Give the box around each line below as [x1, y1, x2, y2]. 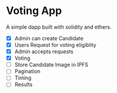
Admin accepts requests [14, 48, 74, 55]
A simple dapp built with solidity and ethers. [6, 23, 112, 30]
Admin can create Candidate [14, 35, 84, 42]
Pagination [14, 68, 41, 75]
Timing [14, 74, 32, 81]
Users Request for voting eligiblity [14, 42, 97, 48]
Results [14, 81, 33, 88]
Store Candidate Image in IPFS [14, 61, 89, 68]
